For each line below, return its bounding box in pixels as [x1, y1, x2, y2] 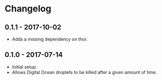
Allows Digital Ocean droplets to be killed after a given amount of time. [11, 69, 157, 75]
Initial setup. [11, 63, 37, 70]
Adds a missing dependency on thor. [11, 36, 88, 42]
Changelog [4, 3, 51, 14]
